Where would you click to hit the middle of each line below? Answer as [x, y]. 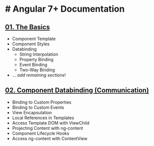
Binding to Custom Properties [42, 102]
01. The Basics [28, 27]
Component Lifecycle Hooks [41, 133]
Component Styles [31, 44]
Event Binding [33, 65]
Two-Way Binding [37, 70]
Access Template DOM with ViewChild [51, 123]
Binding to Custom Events [38, 107]
